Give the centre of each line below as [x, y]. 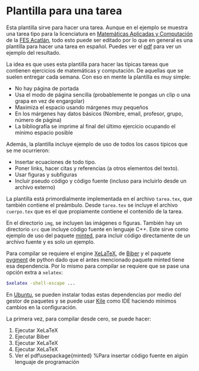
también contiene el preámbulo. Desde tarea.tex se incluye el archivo [92, 205]
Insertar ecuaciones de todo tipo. [55, 162]
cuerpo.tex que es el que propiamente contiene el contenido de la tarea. [94, 211]
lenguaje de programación [47, 361]
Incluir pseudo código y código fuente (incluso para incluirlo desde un [101, 181]
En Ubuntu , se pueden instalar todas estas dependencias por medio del [94, 294]
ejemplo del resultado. [34, 52]
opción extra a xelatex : [35, 272]
